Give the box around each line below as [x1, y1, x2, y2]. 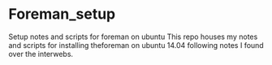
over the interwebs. [8, 49, 74, 58]
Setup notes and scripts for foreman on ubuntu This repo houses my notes [8, 32, 258, 41]
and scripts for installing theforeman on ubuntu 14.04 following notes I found [8, 40, 264, 50]
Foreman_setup [8, 5, 116, 24]
